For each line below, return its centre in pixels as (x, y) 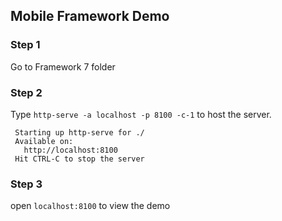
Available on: (44, 141)
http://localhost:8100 (70, 150)
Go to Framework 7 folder (63, 66)
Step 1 (25, 45)
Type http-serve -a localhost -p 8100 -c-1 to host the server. (141, 114)
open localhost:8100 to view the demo (90, 206)
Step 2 (26, 92)
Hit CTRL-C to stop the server (79, 159)
